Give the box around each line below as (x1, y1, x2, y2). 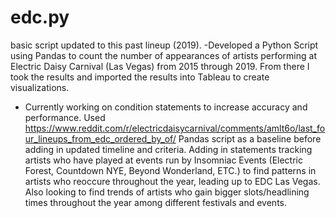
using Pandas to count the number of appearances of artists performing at (10, 49, 317, 61)
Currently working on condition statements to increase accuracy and (24, 101, 308, 113)
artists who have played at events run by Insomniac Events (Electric (24, 154, 303, 166)
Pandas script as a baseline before (178, 132, 322, 145)
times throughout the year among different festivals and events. (24, 196, 287, 208)
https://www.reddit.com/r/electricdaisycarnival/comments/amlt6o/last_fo (24, 122, 326, 134)
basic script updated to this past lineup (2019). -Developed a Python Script (10, 39, 319, 51)
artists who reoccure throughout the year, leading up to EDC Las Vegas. (24, 175, 321, 187)
